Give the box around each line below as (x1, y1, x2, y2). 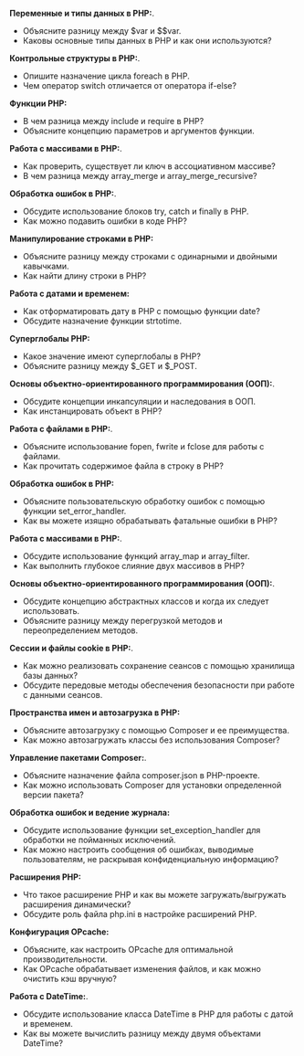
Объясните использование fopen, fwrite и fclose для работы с (22, 441, 265, 451)
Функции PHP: (9, 98, 68, 109)
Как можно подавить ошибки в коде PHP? (22, 216, 187, 227)
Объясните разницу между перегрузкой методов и (22, 616, 224, 626)
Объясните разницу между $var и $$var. (22, 26, 182, 36)
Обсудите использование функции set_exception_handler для (22, 825, 261, 835)
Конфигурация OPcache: (9, 926, 110, 937)
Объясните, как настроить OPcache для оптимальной (22, 945, 234, 955)
